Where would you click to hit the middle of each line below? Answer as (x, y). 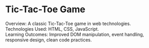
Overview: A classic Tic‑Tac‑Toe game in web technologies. (68, 23)
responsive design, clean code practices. (48, 40)
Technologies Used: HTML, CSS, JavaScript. (52, 29)
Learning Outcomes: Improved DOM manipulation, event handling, (75, 34)
